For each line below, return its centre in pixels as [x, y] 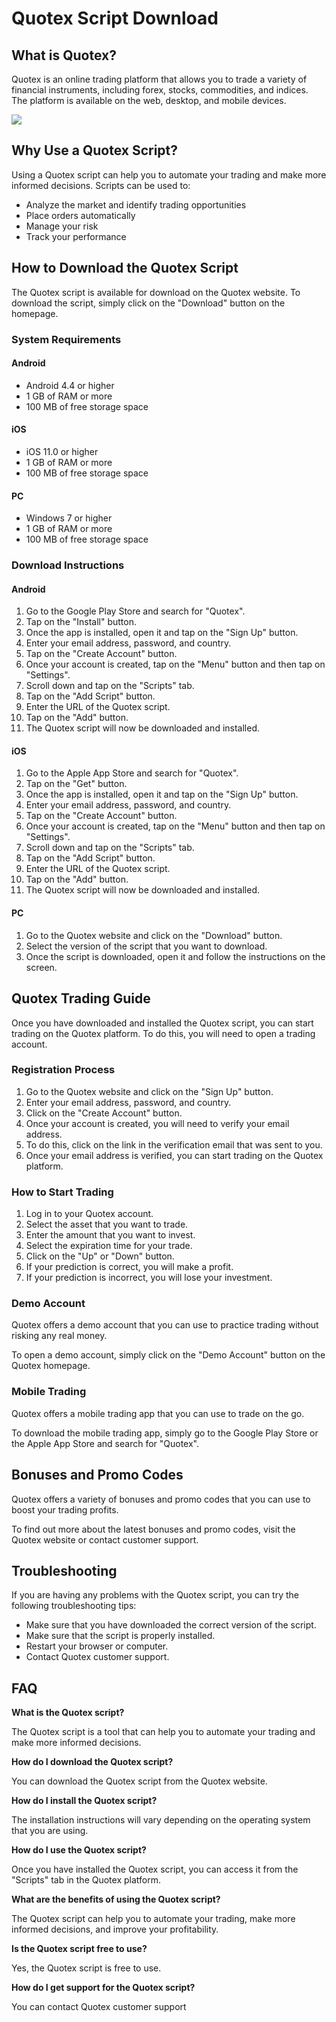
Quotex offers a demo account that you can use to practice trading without [165, 1325]
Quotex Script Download [115, 18]
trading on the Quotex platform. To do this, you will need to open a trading [163, 1033]
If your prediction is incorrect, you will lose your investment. [149, 1278]
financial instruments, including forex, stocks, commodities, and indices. [160, 90]
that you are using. [50, 1831]
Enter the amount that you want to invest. [110, 1235]
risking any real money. [59, 1336]
